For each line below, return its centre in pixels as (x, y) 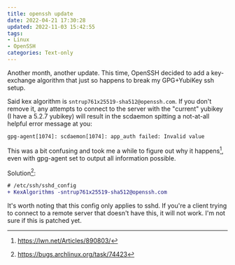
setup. (16, 88)
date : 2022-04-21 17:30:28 (47, 20)
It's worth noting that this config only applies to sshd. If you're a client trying (117, 205)
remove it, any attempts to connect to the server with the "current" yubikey (115, 109)
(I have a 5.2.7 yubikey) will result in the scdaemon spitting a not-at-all (108, 116)
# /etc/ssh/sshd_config (42, 186)
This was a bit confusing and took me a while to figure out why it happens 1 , (115, 150)
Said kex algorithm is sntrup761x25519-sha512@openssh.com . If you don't (109, 101)
